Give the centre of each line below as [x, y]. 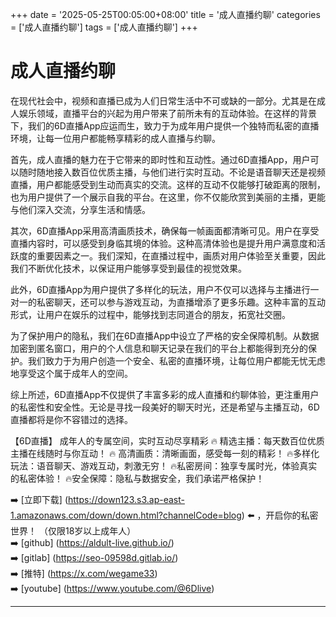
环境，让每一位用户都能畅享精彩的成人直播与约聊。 [115, 138]
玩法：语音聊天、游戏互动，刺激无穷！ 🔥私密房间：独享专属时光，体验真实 [164, 465]
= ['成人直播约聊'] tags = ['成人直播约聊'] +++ [104, 27]
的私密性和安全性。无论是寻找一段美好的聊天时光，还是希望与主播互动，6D [165, 407]
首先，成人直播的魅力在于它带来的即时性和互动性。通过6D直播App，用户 [160, 159]
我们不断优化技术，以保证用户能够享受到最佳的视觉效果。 [128, 268]
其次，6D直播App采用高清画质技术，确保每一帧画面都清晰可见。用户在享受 [165, 230]
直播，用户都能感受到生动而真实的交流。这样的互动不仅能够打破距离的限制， [168, 184]
